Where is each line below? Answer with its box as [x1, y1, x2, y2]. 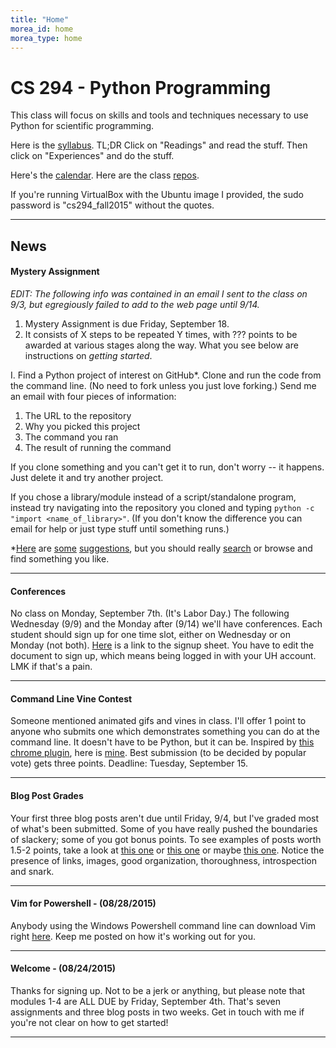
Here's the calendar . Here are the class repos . [10, 169, 200, 181]
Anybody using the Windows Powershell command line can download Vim [10, 919, 317, 931]
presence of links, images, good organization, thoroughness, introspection [10, 854, 317, 866]
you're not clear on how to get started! [10, 1016, 169, 1028]
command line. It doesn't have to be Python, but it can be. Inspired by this [10, 736, 315, 748]
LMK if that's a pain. [10, 661, 93, 673]
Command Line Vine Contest [10, 692, 133, 705]
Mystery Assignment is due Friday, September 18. [24, 317, 230, 330]
